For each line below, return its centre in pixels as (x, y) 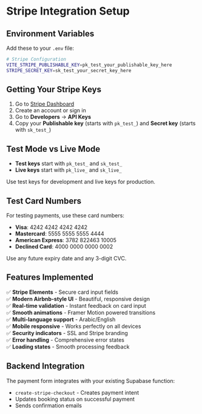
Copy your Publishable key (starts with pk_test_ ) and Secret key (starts (105, 123)
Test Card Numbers (44, 201)
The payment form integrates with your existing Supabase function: (91, 381)
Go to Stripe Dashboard (45, 104)
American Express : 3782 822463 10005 (66, 240)
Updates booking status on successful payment (75, 399)
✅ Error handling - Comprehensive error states (65, 340)
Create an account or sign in (50, 110)
